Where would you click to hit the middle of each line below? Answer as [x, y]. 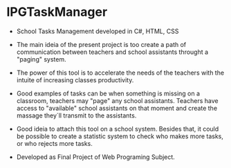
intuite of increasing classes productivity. [75, 80]
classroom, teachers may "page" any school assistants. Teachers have [117, 100]
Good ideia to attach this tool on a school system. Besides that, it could [118, 129]
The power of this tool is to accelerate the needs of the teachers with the [120, 73]
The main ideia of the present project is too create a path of [101, 44]
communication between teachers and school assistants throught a [112, 52]
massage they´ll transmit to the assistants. [76, 115]
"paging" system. [41, 59]
